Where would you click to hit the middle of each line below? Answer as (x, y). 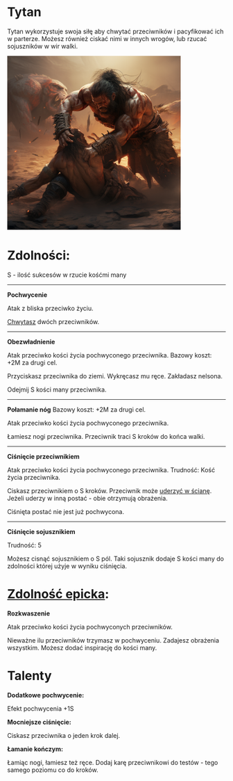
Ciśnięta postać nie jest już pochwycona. (66, 511)
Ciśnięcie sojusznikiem (41, 531)
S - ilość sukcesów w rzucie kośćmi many (67, 275)
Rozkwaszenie (29, 613)
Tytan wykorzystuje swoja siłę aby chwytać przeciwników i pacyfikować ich (115, 31)
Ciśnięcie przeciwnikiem (43, 456)
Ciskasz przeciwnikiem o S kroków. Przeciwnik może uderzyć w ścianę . (110, 490)
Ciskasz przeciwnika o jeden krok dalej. (64, 735)
